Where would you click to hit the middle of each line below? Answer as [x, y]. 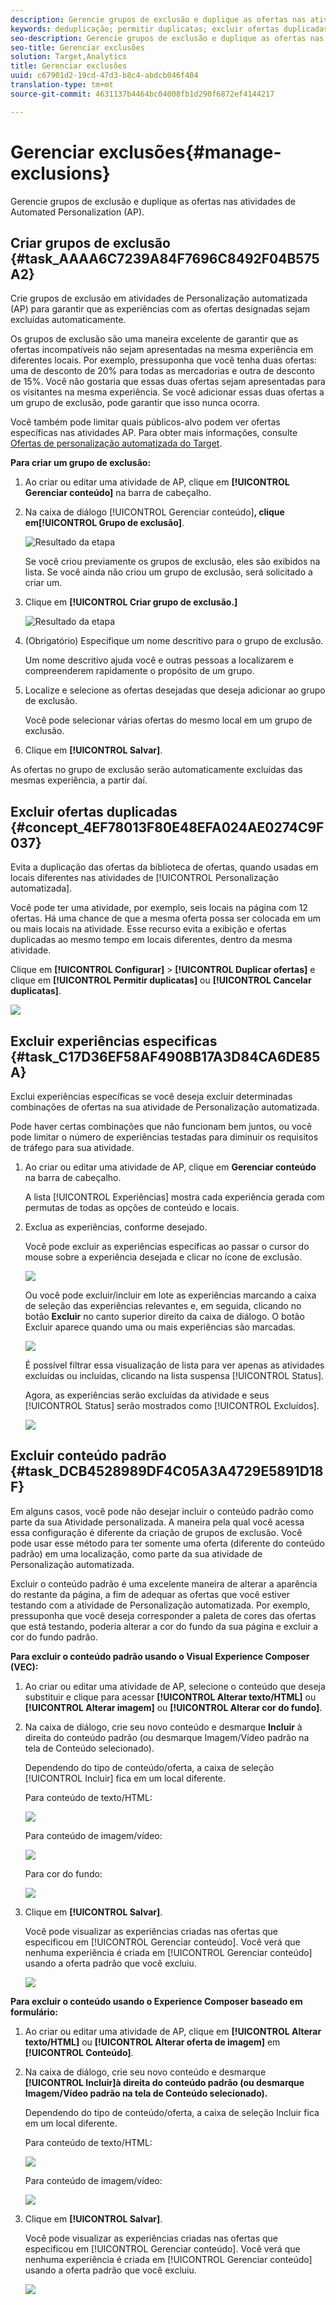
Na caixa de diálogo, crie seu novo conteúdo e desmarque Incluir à [163, 1727]
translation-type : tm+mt [62, 85]
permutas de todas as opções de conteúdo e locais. [132, 1207]
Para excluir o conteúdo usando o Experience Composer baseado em [156, 2001]
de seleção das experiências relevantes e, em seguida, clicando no [163, 1305]
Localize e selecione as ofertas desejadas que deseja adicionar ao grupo [175, 690]
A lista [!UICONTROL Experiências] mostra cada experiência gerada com [174, 1197]
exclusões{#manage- [190, 152]
